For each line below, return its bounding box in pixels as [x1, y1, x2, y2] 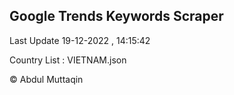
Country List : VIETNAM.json [9, 54, 127, 66]
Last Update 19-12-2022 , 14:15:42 [9, 34, 151, 46]
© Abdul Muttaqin [9, 73, 84, 85]
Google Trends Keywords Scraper [9, 8, 224, 25]
